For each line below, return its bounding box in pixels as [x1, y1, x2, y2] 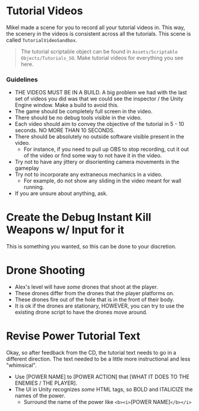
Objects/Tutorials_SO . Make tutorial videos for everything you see [20, 54, 184, 61]
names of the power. [14, 392, 65, 399]
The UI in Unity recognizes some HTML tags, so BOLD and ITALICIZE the [14, 386, 193, 393]
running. [23, 184, 45, 191]
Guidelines [6, 75, 38, 84]
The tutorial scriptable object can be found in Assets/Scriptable [20, 48, 178, 55]
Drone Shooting [6, 264, 85, 277]
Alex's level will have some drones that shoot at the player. [14, 283, 159, 290]
